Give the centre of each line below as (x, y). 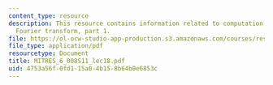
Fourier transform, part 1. (63, 31)
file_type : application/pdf (56, 46)
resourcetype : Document (49, 53)
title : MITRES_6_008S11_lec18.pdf (67, 62)
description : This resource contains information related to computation (136, 23)
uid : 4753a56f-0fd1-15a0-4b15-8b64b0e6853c (83, 69)
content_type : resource (49, 16)
